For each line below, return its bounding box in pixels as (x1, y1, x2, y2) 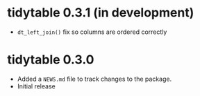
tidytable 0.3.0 (7, 52, 94, 68)
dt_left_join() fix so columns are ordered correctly (17, 28, 167, 36)
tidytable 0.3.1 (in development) (7, 5, 194, 21)
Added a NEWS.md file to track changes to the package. (17, 75, 172, 83)
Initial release (17, 81, 56, 90)
